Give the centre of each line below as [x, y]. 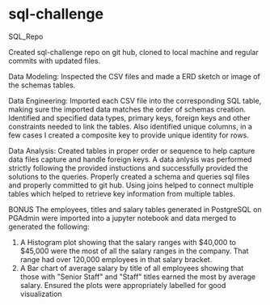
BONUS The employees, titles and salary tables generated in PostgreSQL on [135, 209]
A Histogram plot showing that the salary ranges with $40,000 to [128, 242]
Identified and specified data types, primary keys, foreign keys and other [129, 117]
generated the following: [49, 227]
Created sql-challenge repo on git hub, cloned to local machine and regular [133, 52]
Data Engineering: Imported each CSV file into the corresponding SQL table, [135, 100]
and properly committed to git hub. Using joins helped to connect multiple [131, 185]
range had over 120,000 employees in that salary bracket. [116, 259]
